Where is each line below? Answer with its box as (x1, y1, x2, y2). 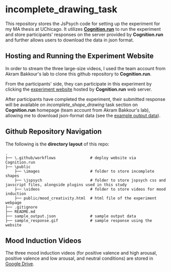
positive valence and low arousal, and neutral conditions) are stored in (5, 255, 154, 262)
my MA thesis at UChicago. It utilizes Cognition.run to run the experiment (5, 26, 161, 32)
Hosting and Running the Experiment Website (5, 52, 154, 60)
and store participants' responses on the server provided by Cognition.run (5, 31, 164, 37)
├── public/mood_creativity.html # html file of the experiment (14, 196, 157, 201)
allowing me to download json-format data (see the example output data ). (5, 112, 161, 118)
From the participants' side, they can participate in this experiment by (5, 80, 152, 87)
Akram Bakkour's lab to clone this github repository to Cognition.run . (5, 71, 152, 77)
